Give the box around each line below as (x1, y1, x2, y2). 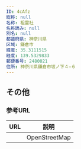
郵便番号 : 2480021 (6, 58, 48, 64)
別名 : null (6, 31, 31, 37)
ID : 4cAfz (6, 8, 31, 15)
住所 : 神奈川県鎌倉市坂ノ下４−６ (6, 63, 76, 70)
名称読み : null (6, 25, 40, 31)
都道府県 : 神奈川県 (6, 36, 47, 42)
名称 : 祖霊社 (6, 20, 34, 25)
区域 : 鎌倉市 (6, 42, 34, 48)
